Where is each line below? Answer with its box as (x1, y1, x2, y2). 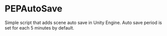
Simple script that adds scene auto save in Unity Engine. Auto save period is (5, 19, 162, 25)
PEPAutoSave (5, 3, 63, 14)
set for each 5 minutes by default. (5, 24, 75, 30)
